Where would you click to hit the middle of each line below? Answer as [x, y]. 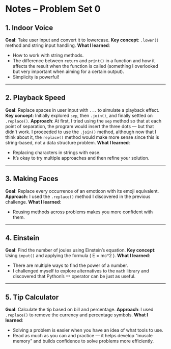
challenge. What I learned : [33, 202]
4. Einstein [22, 238]
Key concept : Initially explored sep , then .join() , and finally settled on [79, 115]
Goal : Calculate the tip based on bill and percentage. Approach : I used [79, 310]
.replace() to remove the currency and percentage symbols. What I [77, 315]
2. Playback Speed [35, 98]
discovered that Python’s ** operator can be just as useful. [74, 277]
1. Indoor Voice [29, 28]
